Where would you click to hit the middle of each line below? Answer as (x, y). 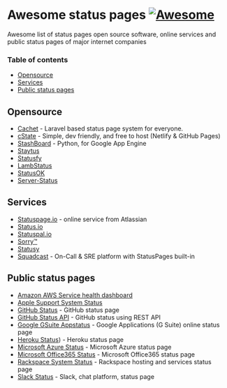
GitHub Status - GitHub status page (68, 310)
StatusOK (31, 173)
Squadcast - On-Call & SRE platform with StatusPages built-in (106, 256)
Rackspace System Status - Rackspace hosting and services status (114, 361)
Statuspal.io (35, 234)
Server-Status (37, 181)
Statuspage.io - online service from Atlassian (82, 219)
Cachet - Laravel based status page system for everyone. (100, 128)
